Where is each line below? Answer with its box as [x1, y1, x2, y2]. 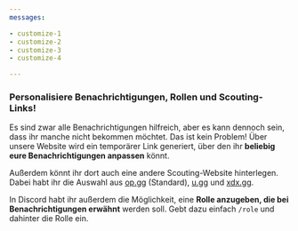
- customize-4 [9, 54, 62, 63]
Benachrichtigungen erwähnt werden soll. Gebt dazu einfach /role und [9, 203, 275, 214]
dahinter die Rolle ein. [9, 213, 89, 224]
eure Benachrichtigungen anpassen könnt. [9, 150, 170, 161]
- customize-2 [9, 37, 62, 46]
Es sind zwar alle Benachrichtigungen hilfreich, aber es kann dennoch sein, [9, 122, 285, 133]
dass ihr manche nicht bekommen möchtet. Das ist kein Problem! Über [9, 131, 268, 142]
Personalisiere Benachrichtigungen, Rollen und [9, 91, 218, 103]
